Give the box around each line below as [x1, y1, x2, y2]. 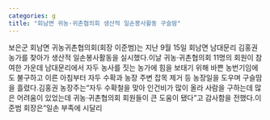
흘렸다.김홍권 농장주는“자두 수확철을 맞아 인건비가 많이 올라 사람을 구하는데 [16, 82, 253, 93]
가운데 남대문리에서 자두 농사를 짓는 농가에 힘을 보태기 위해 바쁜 [23, 62, 224, 72]
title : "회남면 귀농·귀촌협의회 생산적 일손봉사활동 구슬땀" [8, 19, 181, 27]
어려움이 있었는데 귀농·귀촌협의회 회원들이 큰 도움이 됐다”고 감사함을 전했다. [16, 93, 255, 102]
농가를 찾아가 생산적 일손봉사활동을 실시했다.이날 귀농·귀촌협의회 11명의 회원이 [8, 52, 254, 62]
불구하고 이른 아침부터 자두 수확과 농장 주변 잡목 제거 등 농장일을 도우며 [16, 72, 241, 82]
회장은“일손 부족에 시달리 [23, 102, 103, 113]
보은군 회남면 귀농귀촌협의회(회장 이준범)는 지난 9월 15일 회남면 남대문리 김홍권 [8, 42, 259, 52]
